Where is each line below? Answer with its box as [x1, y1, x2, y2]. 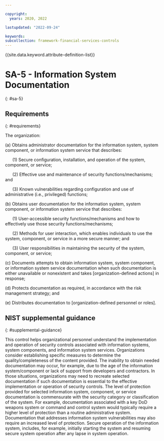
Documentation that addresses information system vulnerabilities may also [5, 414, 156, 420]
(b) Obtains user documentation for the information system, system [5, 201, 141, 207]
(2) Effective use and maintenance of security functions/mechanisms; [12, 171, 153, 177]
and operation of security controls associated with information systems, [5, 342, 150, 348]
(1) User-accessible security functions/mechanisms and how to [12, 216, 140, 221]
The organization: [5, 132, 41, 138]
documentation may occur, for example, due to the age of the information [5, 362, 153, 368]
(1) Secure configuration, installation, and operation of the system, [12, 157, 146, 163]
